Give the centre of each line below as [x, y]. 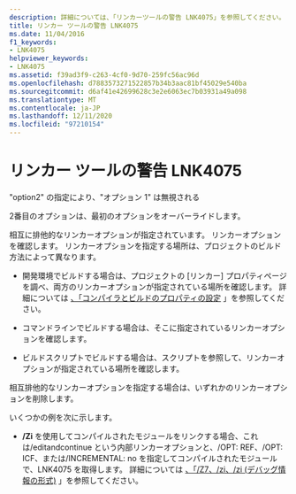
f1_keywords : [33, 42]
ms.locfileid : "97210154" [57, 125]
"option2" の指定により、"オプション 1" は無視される [105, 197]
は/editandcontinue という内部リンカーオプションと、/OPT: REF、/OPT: [152, 447]
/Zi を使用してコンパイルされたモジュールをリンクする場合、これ [140, 436]
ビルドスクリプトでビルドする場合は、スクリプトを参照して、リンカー [149, 357]
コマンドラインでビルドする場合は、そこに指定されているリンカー [142, 328]
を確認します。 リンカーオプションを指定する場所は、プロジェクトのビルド [145, 245]
